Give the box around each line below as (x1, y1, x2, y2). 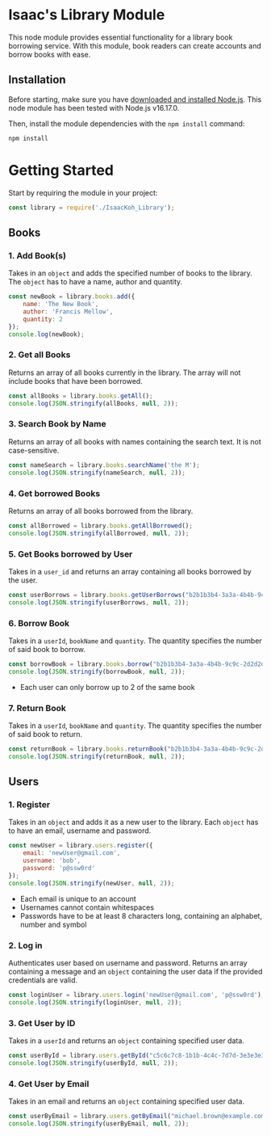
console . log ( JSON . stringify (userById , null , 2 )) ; (8, 1058, 179, 1067)
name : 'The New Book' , (23, 301, 99, 309)
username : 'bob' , (23, 856, 81, 865)
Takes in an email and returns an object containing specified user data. (8, 1096, 244, 1106)
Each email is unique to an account (19, 894, 137, 903)
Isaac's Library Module (8, 6, 165, 24)
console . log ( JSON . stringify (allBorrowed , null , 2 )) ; (8, 529, 190, 537)
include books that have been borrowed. (8, 376, 143, 385)
